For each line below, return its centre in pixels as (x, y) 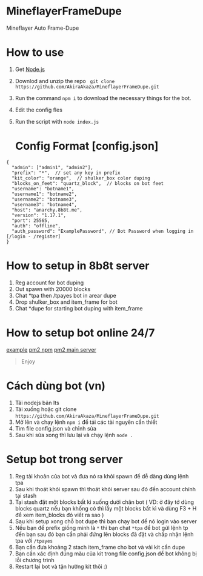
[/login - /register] (34, 236)
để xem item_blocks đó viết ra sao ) (59, 515)
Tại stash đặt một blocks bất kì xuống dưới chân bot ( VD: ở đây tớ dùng (105, 502)
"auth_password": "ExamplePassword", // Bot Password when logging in (103, 231)
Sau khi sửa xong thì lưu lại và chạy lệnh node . (74, 435)
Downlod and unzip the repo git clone (65, 81)
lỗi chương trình (35, 560)
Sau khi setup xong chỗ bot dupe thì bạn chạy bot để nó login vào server (106, 521)
